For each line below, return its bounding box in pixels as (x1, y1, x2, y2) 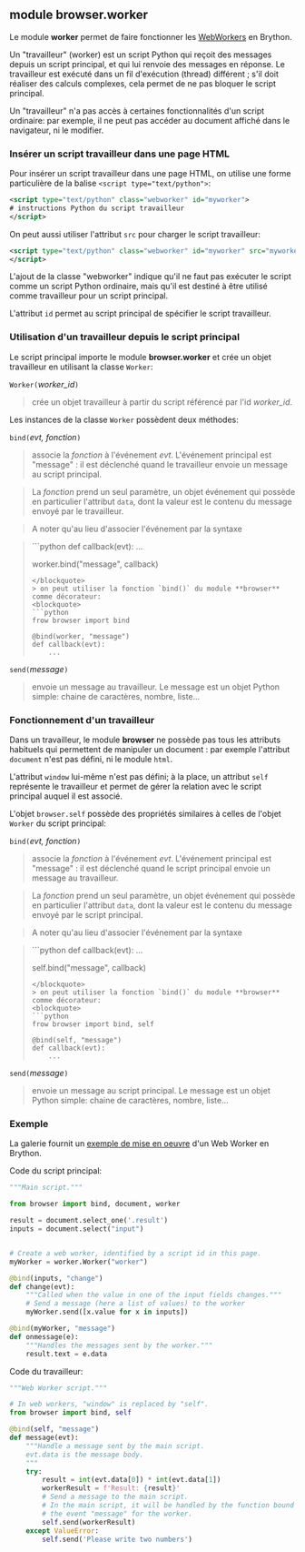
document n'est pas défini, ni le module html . (9, 754, 173, 765)
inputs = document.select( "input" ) (9, 1224, 144, 1234)
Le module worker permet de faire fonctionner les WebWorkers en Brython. (9, 31, 292, 42)
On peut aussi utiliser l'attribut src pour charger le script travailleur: (9, 228, 261, 239)
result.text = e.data (25, 1349, 107, 1358)
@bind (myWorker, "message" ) (9, 1324, 116, 1333)
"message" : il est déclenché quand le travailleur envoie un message (31, 459, 289, 469)
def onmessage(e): (9, 1332, 79, 1341)
